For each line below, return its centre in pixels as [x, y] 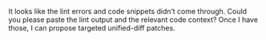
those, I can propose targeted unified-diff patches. [92, 28]
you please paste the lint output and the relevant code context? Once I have [133, 20]
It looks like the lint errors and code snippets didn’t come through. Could [127, 11]
